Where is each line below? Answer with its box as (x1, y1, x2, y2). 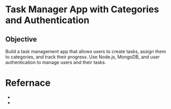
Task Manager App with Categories (5, 4, 159, 15)
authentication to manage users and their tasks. (5, 59, 106, 65)
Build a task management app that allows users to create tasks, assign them (5, 49, 166, 54)
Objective (5, 35, 37, 43)
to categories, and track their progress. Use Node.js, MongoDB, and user (5, 54, 160, 60)
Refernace (5, 77, 51, 89)
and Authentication (5, 14, 90, 26)
